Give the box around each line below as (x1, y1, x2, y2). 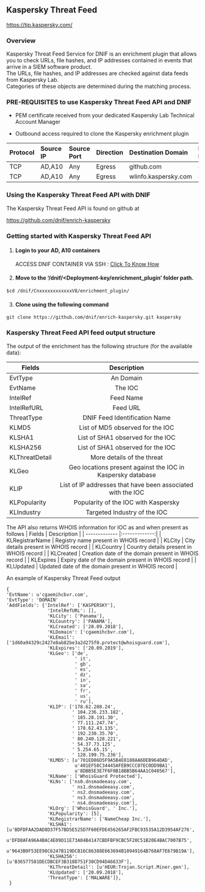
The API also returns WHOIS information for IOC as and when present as (6, 523, 189, 531)
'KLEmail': (47, 634, 75, 640)
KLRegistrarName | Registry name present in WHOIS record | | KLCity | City (6, 537, 195, 544)
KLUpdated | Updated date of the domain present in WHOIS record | (6, 562, 178, 570)
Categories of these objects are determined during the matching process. (6, 82, 192, 90)
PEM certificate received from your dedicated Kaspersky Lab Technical (15, 112, 195, 119)
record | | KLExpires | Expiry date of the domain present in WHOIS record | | (6, 556, 196, 564)
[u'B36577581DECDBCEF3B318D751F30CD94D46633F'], (6, 858, 132, 865)
